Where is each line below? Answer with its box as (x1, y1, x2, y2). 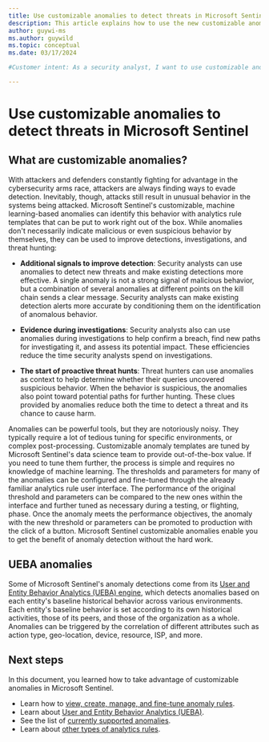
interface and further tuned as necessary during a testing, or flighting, (8, 500, 239, 510)
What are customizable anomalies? (8, 154, 188, 167)
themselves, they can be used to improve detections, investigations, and (8, 234, 247, 244)
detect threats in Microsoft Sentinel (8, 122, 249, 140)
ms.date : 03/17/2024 (8, 49, 78, 57)
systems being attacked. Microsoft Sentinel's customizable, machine (8, 200, 235, 210)
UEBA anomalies (8, 558, 93, 572)
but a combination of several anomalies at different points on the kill (19, 283, 244, 293)
